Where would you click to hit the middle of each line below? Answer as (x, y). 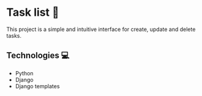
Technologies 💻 (38, 56)
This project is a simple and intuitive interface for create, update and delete (101, 29)
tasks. (14, 35)
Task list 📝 (33, 12)
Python (24, 73)
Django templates (37, 86)
